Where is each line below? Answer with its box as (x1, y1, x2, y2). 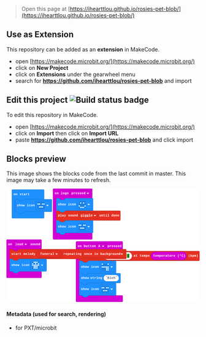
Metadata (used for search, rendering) (6, 311, 106, 317)
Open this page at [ (21, 6, 71, 12)
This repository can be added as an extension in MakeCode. (6, 45, 160, 53)
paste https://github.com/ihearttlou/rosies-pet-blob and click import (15, 136, 194, 143)
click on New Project (15, 64, 69, 71)
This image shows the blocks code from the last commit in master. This (6, 170, 186, 177)
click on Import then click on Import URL (15, 129, 119, 137)
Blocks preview (6, 154, 66, 164)
